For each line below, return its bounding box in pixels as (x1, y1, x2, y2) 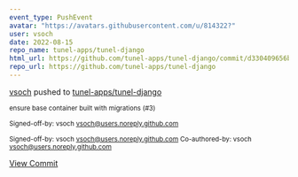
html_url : (9, 54, 46, 63)
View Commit (9, 158, 59, 168)
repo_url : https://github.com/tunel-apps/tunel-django (9, 63, 216, 72)
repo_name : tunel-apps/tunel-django (9, 46, 145, 55)
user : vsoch (9, 29, 53, 38)
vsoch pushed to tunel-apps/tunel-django (9, 86, 162, 97)
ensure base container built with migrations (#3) (9, 104, 156, 112)
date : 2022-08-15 (9, 37, 74, 47)
